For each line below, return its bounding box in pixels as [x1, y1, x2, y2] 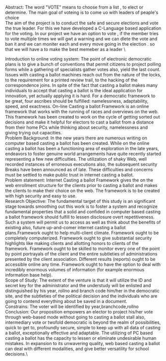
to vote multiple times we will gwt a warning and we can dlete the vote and [5, 36, 158, 42]
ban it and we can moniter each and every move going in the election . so [5, 41, 155, 47]
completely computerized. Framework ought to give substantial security [5, 235, 152, 241]
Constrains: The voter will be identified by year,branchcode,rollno [5, 303, 139, 309]
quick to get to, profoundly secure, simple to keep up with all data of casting [5, 325, 161, 330]
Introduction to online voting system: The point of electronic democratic [5, 56, 152, 61]
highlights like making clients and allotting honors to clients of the [5, 241, 139, 246]
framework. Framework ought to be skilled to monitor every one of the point [5, 245, 160, 251]
